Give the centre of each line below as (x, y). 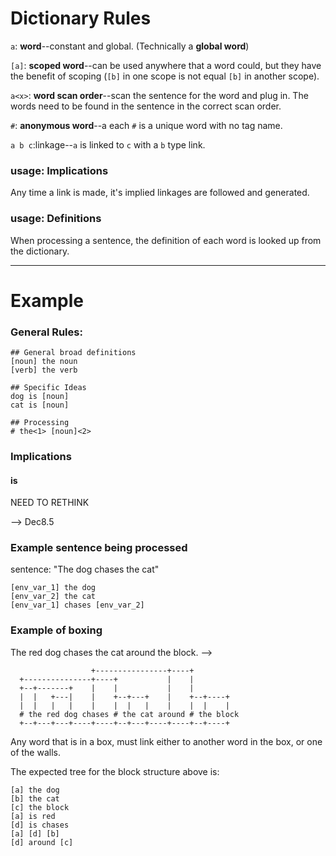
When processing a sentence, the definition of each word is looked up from (166, 240)
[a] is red (33, 816)
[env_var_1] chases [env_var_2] (77, 605)
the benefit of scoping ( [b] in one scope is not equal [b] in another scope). (165, 76)
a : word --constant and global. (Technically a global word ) (130, 46)
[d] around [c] (42, 842)
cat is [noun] (40, 405)
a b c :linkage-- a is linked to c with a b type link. (108, 144)
